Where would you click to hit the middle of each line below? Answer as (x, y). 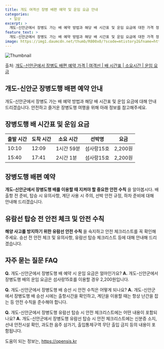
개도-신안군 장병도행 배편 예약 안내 (54, 89)
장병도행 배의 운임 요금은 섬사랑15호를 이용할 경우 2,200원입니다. (67, 279)
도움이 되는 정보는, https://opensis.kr (41, 341)
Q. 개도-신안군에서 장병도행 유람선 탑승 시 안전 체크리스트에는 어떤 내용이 (75, 312)
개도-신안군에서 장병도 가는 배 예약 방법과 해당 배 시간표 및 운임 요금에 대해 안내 (81, 101)
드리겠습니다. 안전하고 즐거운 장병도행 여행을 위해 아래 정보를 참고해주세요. (76, 107)
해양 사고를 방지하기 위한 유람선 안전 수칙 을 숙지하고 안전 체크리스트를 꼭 (74, 231)
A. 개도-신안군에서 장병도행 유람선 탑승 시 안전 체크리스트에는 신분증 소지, (87, 318)
